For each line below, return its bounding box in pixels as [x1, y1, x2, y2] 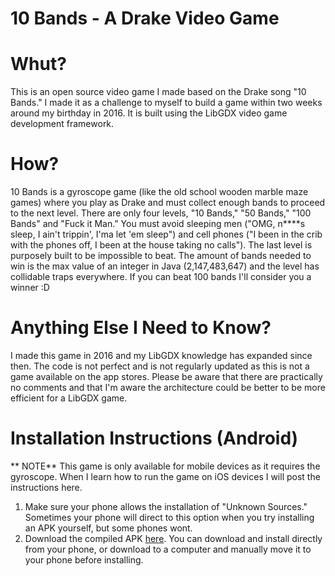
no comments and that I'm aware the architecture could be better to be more [10, 382, 326, 393]
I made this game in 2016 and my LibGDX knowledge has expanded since [10, 350, 313, 361]
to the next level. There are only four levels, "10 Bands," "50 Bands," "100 [10, 207, 312, 219]
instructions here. [10, 481, 83, 493]
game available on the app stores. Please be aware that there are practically [10, 371, 323, 382]
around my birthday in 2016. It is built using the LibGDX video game [10, 107, 288, 119]
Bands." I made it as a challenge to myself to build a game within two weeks [10, 97, 323, 109]
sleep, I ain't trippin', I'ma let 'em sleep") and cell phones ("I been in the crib [10, 228, 323, 241]
